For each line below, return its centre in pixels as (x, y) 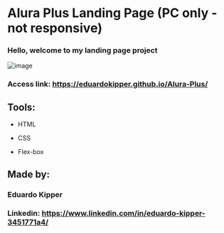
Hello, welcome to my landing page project (82, 50)
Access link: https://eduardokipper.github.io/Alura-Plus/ (108, 85)
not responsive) (55, 28)
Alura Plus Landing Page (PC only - (112, 13)
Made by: (28, 174)
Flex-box (31, 152)
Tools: (21, 107)
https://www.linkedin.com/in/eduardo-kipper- (123, 213)
